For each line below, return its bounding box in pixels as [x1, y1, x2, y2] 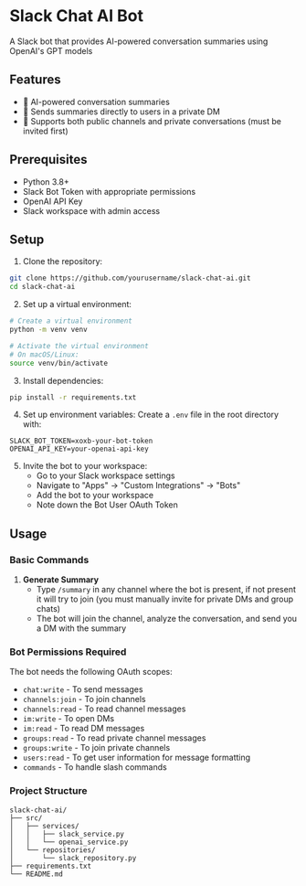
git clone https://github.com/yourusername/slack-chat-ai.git [9, 273, 251, 283]
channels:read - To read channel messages [22, 703, 186, 714]
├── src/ [9, 813, 43, 823]
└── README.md [9, 870, 64, 879]
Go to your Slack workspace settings [36, 470, 175, 481]
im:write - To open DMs [22, 713, 115, 724]
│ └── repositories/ [9, 845, 96, 855]
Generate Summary [22, 574, 99, 585]
